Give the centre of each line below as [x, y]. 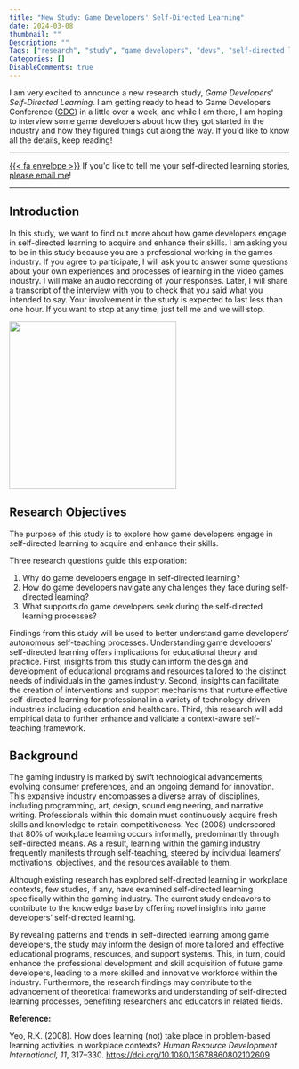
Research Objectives [68, 513]
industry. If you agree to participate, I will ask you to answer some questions [149, 261]
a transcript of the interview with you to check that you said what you [136, 290]
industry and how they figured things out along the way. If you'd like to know [149, 130]
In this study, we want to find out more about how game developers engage [148, 233]
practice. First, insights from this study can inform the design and [129, 661]
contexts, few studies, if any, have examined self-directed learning [131, 890]
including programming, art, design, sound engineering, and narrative [137, 806]
